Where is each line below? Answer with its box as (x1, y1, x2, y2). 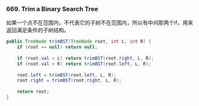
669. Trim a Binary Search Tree (6, 5, 98, 13)
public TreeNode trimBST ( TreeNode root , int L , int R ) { (6, 38, 152, 45)
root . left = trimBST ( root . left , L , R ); (17, 72, 117, 78)
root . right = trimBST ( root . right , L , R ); (17, 77, 122, 84)
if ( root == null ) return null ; (17, 44, 98, 50)
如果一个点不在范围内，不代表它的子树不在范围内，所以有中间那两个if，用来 (6, 19, 194, 26)
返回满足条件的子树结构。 (6, 26, 70, 34)
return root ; (17, 89, 50, 95)
